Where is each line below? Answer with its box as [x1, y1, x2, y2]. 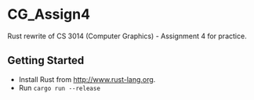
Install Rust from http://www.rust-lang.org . [18, 74, 156, 84]
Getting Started [7, 54, 85, 67]
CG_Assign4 [7, 5, 91, 23]
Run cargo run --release [18, 83, 101, 92]
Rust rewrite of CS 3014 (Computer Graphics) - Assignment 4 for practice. [7, 31, 248, 41]
